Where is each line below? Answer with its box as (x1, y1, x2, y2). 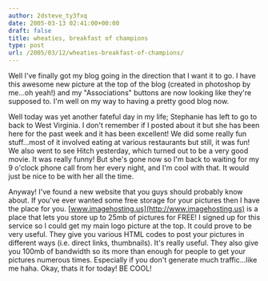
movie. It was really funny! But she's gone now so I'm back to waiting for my (8, 155, 260, 164)
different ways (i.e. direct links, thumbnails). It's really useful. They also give (8, 238, 258, 247)
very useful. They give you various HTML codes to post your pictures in (8, 230, 245, 239)
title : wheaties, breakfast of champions (8, 34, 149, 42)
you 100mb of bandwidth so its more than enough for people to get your (8, 247, 246, 256)
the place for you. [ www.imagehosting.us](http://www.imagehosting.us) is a (8, 204, 258, 213)
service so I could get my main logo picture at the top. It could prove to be (8, 221, 252, 231)
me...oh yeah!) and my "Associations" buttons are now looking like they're (8, 88, 252, 97)
